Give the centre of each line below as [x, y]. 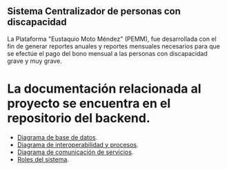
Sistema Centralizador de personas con [94, 11]
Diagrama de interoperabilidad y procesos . [78, 144]
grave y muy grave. [34, 61]
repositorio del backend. [79, 118]
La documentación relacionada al [104, 88]
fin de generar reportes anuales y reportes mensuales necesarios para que [114, 46]
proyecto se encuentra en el [89, 104]
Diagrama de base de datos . [57, 137]
